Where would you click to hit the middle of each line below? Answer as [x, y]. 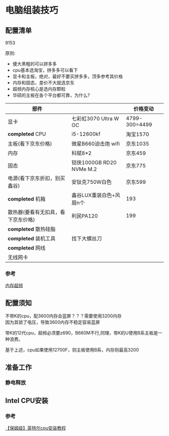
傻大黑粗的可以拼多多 [34, 64]
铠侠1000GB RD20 [94, 162]
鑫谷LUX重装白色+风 [96, 195]
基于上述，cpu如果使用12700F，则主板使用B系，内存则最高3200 [72, 350]
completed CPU [27, 134]
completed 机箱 [27, 199]
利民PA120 [85, 216]
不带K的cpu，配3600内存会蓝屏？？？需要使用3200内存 [64, 316]
